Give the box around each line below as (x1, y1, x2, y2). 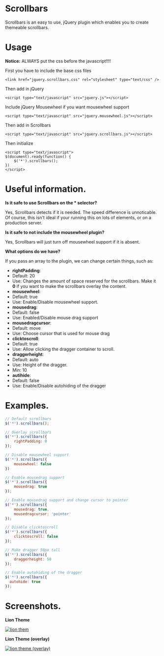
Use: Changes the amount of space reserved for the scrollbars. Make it (12, 278, 156, 284)
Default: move (12, 325, 41, 331)
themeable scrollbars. (5, 24, 49, 30)
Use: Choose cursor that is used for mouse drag (12, 330, 110, 336)
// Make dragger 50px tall (5, 548, 60, 552)
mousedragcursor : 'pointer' (14, 511, 71, 517)
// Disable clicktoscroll (5, 525, 58, 530)
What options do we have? (5, 248, 60, 254)
